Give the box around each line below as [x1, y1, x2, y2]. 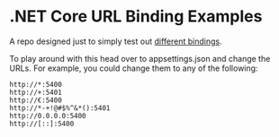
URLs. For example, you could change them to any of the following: [9, 63, 258, 73]
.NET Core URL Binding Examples [9, 6, 263, 27]
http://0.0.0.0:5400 [9, 111, 87, 120]
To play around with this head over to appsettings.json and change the [9, 53, 271, 64]
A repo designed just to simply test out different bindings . [9, 36, 222, 47]
